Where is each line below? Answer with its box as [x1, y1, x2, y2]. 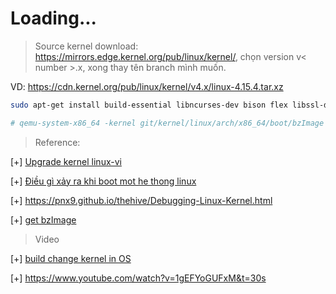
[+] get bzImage [10, 213, 77, 226]
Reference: [34, 136, 81, 148]
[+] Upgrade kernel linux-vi [10, 155, 122, 167]
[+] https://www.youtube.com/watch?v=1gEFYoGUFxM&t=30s [10, 272, 267, 284]
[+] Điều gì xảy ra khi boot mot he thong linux [10, 175, 197, 187]
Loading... [10, 7, 97, 30]
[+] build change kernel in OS [10, 252, 132, 264]
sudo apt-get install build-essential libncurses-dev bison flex [10, 100, 288, 110]
